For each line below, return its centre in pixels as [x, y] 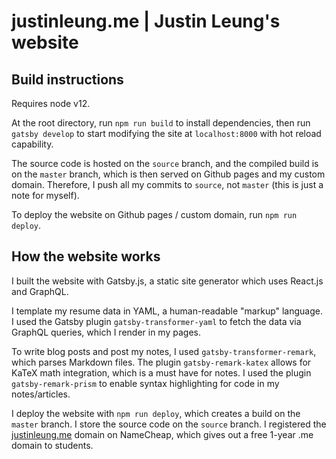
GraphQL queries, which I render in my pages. [106, 332]
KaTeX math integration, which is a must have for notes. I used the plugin [161, 372]
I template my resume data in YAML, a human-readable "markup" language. [167, 311]
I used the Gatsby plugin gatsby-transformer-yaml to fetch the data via [156, 321]
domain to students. [52, 445]
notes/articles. [41, 394]
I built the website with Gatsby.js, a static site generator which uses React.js [167, 281]
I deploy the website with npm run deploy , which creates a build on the [156, 413]
